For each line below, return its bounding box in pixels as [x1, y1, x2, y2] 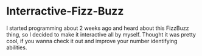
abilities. [6, 44, 27, 51]
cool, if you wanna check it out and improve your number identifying [6, 37, 178, 44]
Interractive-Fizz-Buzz [6, 4, 124, 18]
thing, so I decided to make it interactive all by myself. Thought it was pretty [6, 30, 197, 38]
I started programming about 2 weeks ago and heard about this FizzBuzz [6, 24, 189, 32]
